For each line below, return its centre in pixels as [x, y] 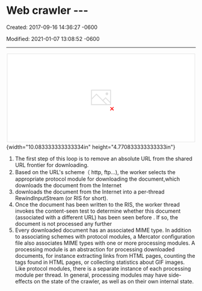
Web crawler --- [47, 11]
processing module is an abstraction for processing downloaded [95, 249]
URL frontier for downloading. [52, 165]
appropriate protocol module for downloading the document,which [97, 179]
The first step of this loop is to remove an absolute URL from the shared [103, 159]
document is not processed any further [63, 224]
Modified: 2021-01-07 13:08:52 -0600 [53, 39]
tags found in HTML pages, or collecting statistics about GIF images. [100, 262]
